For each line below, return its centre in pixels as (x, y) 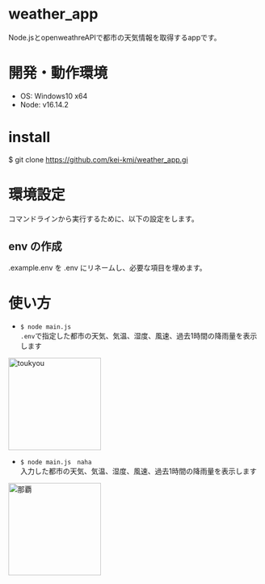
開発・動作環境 (58, 73)
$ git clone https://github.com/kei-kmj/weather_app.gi (98, 159)
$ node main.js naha (56, 462)
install (29, 137)
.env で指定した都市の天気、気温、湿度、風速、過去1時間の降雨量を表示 (139, 335)
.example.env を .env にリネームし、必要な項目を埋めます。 (108, 267)
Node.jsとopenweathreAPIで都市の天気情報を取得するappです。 (115, 37)
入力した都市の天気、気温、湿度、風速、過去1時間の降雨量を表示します (138, 471)
